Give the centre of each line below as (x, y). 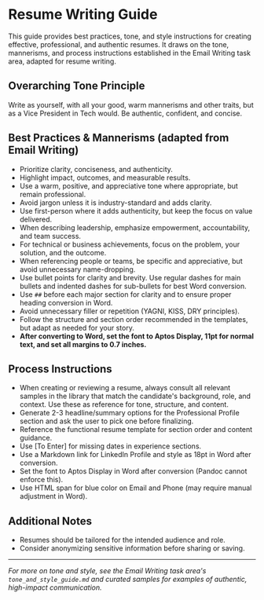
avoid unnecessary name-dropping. (77, 269)
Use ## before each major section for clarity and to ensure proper (125, 294)
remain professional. (53, 194)
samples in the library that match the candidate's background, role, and (135, 396)
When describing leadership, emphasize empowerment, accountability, (135, 227)
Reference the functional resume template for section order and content (136, 430)
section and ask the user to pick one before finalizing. (106, 421)
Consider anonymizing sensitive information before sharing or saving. (132, 548)
